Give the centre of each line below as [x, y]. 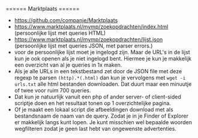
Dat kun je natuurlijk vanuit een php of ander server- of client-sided [97, 97]
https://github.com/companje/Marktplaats [66, 20]
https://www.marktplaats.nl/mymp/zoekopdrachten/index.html [91, 27]
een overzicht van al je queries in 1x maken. [68, 65]
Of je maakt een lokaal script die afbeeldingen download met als [94, 109]
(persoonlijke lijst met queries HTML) [60, 33]
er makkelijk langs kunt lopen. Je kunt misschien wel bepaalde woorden [103, 122]
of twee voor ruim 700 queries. [52, 90]
